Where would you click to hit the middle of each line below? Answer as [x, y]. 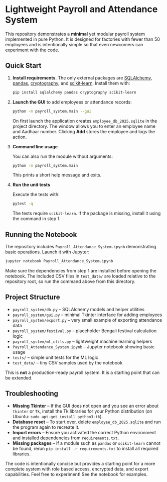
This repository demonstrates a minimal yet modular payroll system [75, 34]
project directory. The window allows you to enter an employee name [84, 126]
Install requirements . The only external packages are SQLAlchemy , [82, 78]
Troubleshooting [32, 394]
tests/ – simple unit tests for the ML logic [55, 357]
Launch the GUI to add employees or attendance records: [72, 102]
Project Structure [33, 297]
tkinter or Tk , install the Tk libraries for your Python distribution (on [82, 411]
